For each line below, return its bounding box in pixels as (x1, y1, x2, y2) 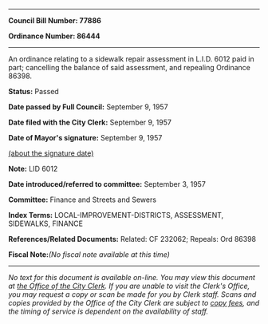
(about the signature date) (8, 148, 94, 158)
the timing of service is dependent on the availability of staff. (8, 306, 209, 316)
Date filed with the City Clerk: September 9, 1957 (8, 117, 171, 127)
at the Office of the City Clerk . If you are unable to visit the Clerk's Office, (8, 281, 250, 290)
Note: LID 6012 (8, 164, 58, 173)
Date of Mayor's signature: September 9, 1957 (8, 133, 163, 142)
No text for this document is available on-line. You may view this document (8, 273, 255, 282)
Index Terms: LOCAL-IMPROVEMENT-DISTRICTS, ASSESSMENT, (8, 211, 224, 219)
